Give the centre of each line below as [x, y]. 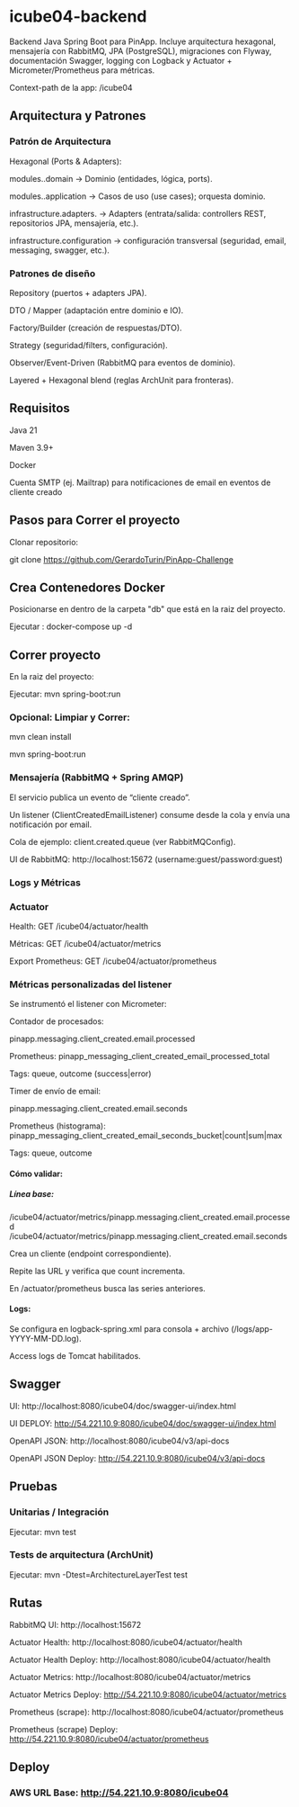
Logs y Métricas [45, 882]
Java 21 [23, 430]
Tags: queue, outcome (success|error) [80, 1074]
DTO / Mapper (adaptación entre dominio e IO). [97, 310]
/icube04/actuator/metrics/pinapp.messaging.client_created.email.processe [149, 1217]
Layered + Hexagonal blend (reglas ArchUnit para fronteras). [122, 380]
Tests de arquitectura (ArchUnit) [82, 1555]
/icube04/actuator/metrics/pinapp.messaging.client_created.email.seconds [148, 1236]
